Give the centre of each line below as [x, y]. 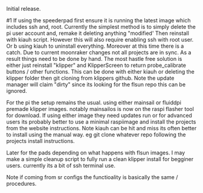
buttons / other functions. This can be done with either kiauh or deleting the [100, 71]
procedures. [21, 184]
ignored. [17, 91]
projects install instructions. [40, 141]
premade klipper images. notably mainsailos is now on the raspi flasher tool [100, 109]
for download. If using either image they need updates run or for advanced [99, 115]
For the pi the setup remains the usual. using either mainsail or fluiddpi [94, 103]
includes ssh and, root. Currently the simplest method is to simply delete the [101, 27]
